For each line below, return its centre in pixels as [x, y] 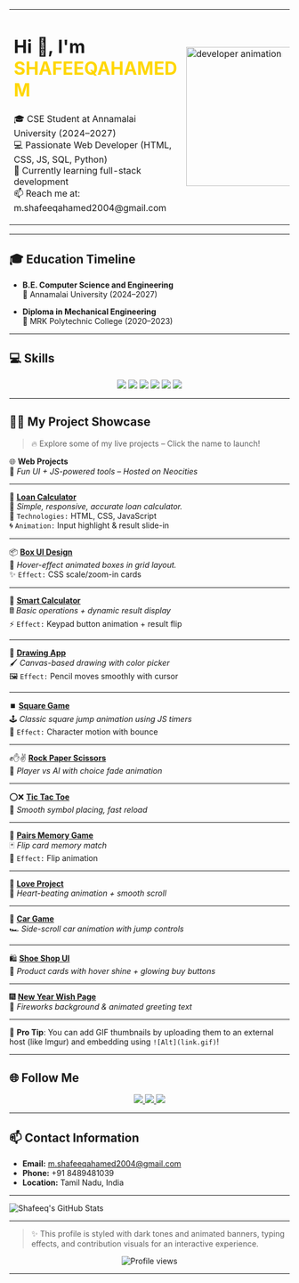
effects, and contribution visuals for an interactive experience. [145, 1244]
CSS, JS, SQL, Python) [61, 159]
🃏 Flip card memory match [58, 845]
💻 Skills [32, 358]
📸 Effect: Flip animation [54, 857]
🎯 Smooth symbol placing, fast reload [78, 809]
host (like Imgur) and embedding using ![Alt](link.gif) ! [114, 1042]
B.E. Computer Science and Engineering [97, 285]
